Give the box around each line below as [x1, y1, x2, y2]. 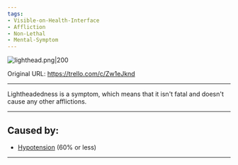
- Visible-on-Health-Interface [7, 17, 100, 24]
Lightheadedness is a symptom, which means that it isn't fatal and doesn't [7, 90, 225, 99]
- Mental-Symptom [7, 37, 59, 44]
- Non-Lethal [7, 30, 46, 37]
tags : [7, 10, 23, 18]
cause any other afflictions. [7, 97, 87, 106]
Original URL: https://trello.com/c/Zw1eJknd [7, 70, 136, 78]
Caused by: [7, 124, 59, 136]
